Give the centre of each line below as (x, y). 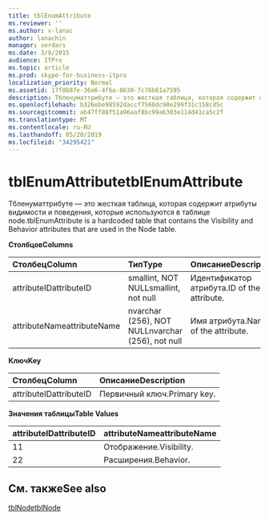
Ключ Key (25, 361)
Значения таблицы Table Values (63, 414)
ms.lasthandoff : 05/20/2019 (55, 134)
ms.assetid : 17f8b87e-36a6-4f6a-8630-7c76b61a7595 (94, 90)
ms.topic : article (39, 68)
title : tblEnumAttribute (50, 16)
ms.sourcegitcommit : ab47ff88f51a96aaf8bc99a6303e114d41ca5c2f (116, 113)
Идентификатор (221, 278)
